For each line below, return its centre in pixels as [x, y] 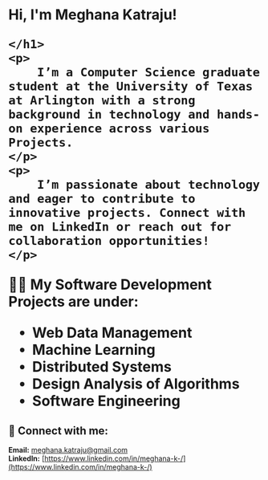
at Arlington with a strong [102, 101]
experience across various [120, 129]
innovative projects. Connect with [127, 213]
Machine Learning [93, 350]
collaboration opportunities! [109, 241]
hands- [238, 114]
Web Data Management [112, 333]
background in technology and [109, 114]
